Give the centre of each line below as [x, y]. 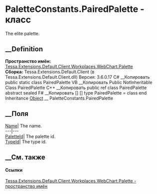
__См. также [25, 157]
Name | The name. [24, 126]
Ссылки [14, 170]
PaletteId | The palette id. [30, 136]
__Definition [24, 49]
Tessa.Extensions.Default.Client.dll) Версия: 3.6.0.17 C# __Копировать [78, 77]
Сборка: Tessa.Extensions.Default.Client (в [50, 72]
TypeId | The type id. [26, 142]
